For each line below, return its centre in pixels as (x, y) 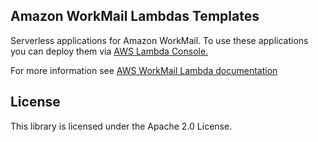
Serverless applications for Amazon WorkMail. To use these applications (159, 40)
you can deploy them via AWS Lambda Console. (109, 51)
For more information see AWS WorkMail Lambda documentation (144, 70)
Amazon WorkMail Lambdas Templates (135, 16)
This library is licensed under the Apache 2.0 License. (121, 126)
